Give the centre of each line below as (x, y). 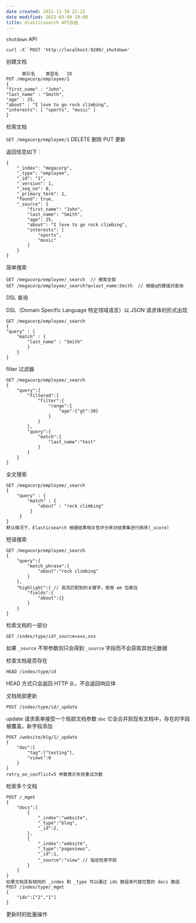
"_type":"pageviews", (64, 849)
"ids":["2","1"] (37, 898)
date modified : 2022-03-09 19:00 (47, 17)
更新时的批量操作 (27, 914)
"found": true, (35, 199)
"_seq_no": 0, (34, 189)
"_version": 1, (35, 184)
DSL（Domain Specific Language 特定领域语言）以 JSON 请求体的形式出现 (97, 310)
